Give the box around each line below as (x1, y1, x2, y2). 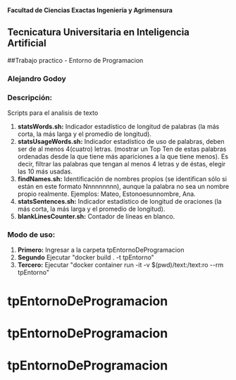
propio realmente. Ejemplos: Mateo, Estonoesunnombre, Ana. (17, 190, 196, 198)
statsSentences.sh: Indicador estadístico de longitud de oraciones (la (17, 197, 222, 206)
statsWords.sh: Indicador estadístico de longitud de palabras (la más (17, 123, 220, 131)
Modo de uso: (7, 229, 56, 239)
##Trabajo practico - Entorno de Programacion (7, 56, 144, 64)
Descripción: (7, 92, 53, 102)
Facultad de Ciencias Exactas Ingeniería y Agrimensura (7, 6, 173, 14)
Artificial (7, 37, 47, 49)
